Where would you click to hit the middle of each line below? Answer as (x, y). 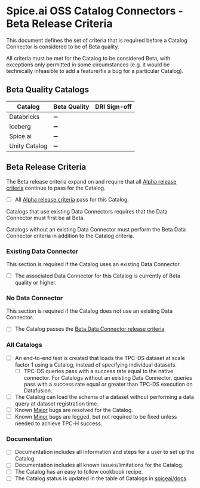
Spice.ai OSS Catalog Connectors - (95, 11)
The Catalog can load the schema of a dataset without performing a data (104, 396)
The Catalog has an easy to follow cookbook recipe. (79, 472)
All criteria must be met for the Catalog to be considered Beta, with (88, 58)
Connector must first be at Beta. (46, 218)
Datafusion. (38, 391)
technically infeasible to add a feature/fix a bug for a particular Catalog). (95, 71)
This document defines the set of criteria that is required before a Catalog (97, 40)
